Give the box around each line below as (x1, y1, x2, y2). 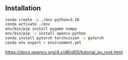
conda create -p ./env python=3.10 (5, 17, 79, 22)
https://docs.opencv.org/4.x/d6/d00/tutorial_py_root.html (5, 49, 123, 55)
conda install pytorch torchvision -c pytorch (5, 36, 104, 41)
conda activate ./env (5, 22, 50, 27)
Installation (5, 4, 41, 12)
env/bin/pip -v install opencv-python (5, 31, 86, 36)
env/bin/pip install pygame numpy (5, 26, 77, 31)
